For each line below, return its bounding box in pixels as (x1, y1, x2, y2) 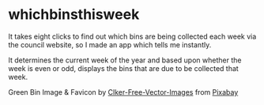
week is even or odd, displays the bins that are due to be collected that (8, 63, 239, 73)
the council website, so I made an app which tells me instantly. (8, 39, 212, 49)
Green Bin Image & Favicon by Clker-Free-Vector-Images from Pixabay (8, 87, 239, 96)
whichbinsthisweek (8, 6, 140, 24)
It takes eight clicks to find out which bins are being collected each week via (8, 32, 257, 41)
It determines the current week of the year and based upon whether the (8, 55, 242, 65)
